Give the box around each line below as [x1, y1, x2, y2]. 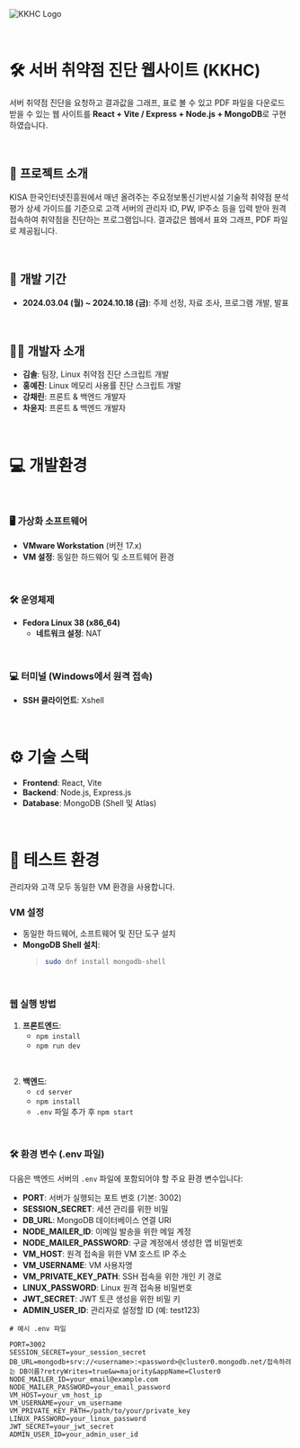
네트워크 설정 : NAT [35, 628, 102, 639]
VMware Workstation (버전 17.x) [22, 540, 142, 550]
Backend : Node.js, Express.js [22, 787, 132, 798]
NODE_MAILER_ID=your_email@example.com [9, 1374, 159, 1384]
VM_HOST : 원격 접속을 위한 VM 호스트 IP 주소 [22, 1248, 187, 1259]
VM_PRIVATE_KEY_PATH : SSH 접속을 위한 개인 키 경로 [22, 1271, 223, 1282]
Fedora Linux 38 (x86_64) [22, 617, 121, 628]
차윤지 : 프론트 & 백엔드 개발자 [22, 403, 127, 414]
